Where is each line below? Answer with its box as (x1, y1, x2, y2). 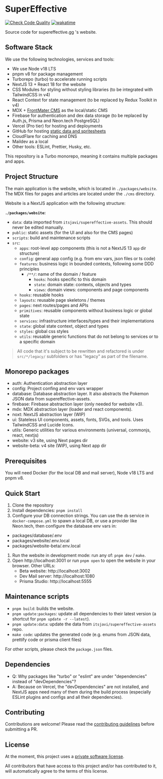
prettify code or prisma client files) (12, 637, 82, 643)
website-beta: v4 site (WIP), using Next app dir (12, 443, 107, 448)
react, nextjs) (12, 432, 39, 438)
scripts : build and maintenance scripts (12, 235, 91, 241)
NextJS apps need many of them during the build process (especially (12, 689, 151, 695)
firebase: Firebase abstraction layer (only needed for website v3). (12, 401, 144, 407)
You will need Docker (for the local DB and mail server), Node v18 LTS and (5, 470, 154, 476)
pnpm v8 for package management (12, 71, 83, 77)
